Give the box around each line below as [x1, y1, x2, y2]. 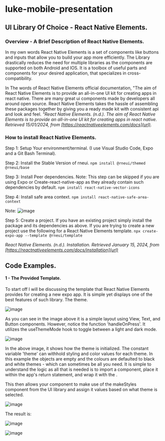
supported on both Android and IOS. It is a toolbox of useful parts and [5, 65, 147, 71]
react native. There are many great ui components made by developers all [5, 95, 155, 101]
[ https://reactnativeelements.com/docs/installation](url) [5, 247, 119, 253]
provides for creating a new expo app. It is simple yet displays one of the [5, 291, 153, 297]
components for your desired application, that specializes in [5, 70, 127, 76]
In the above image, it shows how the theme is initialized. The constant [5, 345, 149, 351]
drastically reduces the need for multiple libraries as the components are [5, 59, 153, 65]
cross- [127, 70, 141, 76]
